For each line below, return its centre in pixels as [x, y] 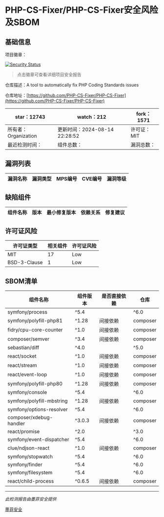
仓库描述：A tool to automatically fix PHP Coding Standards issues [72, 85]
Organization [22, 136]
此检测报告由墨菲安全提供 [31, 499]
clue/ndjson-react [29, 448]
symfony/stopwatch [30, 457]
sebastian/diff [23, 347]
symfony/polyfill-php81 [35, 320]
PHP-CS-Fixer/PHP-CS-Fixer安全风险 [82, 10]
